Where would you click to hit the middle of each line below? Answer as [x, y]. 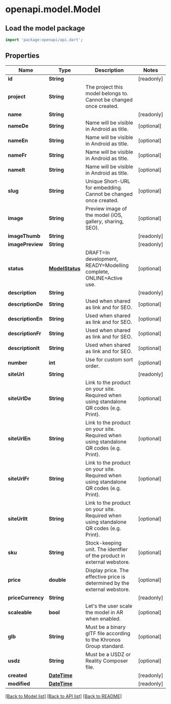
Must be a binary [105, 627]
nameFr [17, 155]
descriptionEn [25, 318]
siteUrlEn [19, 438]
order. [93, 366]
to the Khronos [103, 639]
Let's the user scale [109, 606]
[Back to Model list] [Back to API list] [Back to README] [64, 696]
